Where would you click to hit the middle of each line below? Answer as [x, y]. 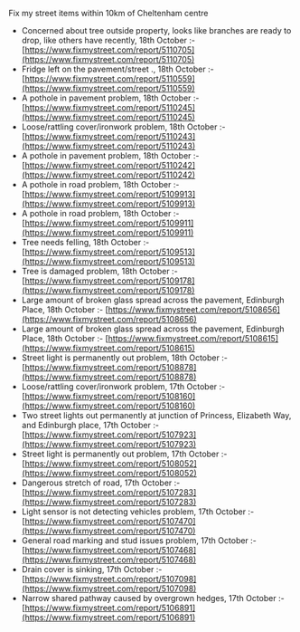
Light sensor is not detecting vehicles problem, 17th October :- [138, 512]
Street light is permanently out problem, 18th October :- [124, 358]
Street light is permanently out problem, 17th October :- [124, 454]
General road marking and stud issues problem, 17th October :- [139, 541]
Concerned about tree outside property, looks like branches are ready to [156, 30]
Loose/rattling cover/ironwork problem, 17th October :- [123, 387]
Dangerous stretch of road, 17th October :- [101, 483]
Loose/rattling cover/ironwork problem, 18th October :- [123, 127]
